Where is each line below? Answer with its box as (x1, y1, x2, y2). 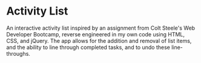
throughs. (6, 50, 30, 57)
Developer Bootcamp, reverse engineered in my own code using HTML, (6, 30, 185, 38)
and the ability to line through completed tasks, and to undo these (6, 44, 171, 51)
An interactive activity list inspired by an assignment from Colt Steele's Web (6, 24, 196, 31)
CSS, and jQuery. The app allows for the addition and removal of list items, (6, 37, 192, 44)
